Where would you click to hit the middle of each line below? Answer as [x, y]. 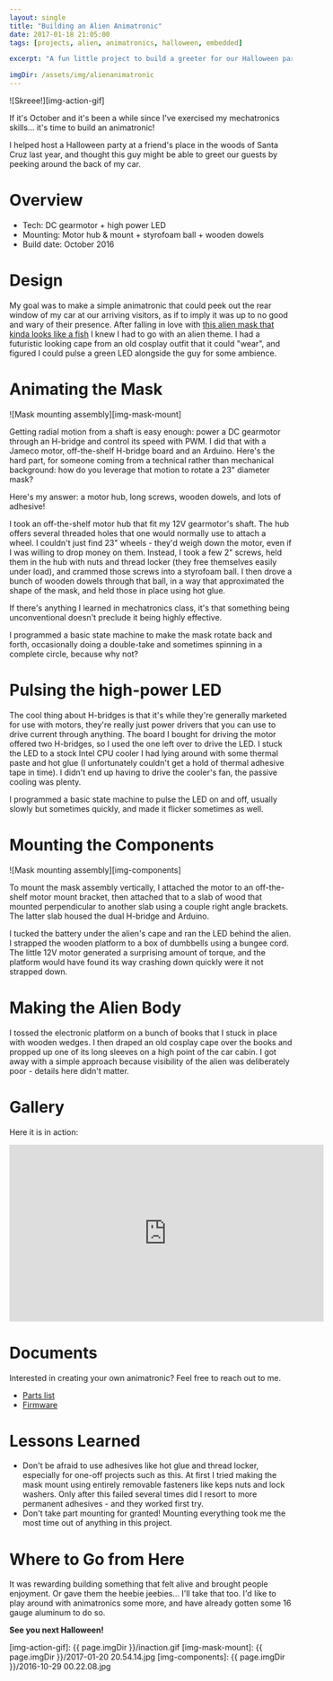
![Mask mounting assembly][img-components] [95, 870]
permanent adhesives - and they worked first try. [113, 1504]
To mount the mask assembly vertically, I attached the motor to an [131, 887]
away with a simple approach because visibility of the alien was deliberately [149, 1061]
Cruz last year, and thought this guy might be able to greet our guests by [144, 154]
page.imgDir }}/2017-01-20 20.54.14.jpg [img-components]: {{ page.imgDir [147, 1657]
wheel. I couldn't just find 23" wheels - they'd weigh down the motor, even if [150, 542]
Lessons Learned [75, 1441]
